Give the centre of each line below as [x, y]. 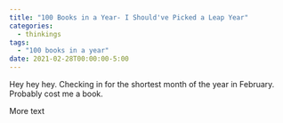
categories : [31, 26]
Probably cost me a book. [57, 94]
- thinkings [40, 34]
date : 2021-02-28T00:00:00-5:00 [69, 59]
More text [27, 111]
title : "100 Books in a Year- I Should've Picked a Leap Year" [129, 17]
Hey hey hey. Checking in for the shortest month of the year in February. [142, 84]
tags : [19, 42]
